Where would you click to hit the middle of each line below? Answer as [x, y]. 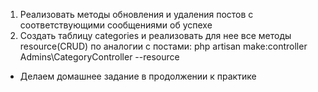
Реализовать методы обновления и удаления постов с [136, 14]
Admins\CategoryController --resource [99, 57]
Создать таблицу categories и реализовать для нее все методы [155, 35]
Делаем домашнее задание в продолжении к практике [138, 76]
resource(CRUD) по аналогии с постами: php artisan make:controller [163, 46]
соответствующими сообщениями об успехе [116, 25]
